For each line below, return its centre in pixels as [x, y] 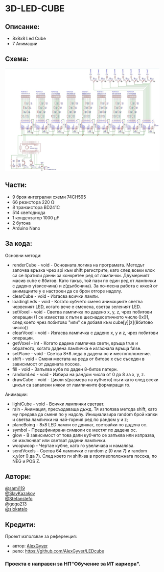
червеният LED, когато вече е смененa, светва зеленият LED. [76, 307]
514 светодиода [29, 212]
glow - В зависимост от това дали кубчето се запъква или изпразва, [84, 435]
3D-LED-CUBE [35, 9]
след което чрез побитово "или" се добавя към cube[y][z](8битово [82, 322]
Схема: [17, 59]
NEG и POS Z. [26, 461]
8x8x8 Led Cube [29, 38]
